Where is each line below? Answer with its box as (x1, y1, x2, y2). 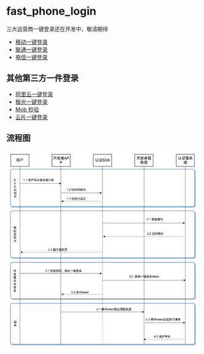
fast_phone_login (6, 4, 97, 18)
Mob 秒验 (15, 106, 40, 113)
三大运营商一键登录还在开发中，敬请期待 (6, 25, 108, 32)
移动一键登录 (15, 38, 48, 45)
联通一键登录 (15, 46, 48, 53)
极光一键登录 (15, 98, 48, 105)
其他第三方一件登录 (6, 73, 79, 84)
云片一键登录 (15, 113, 48, 120)
